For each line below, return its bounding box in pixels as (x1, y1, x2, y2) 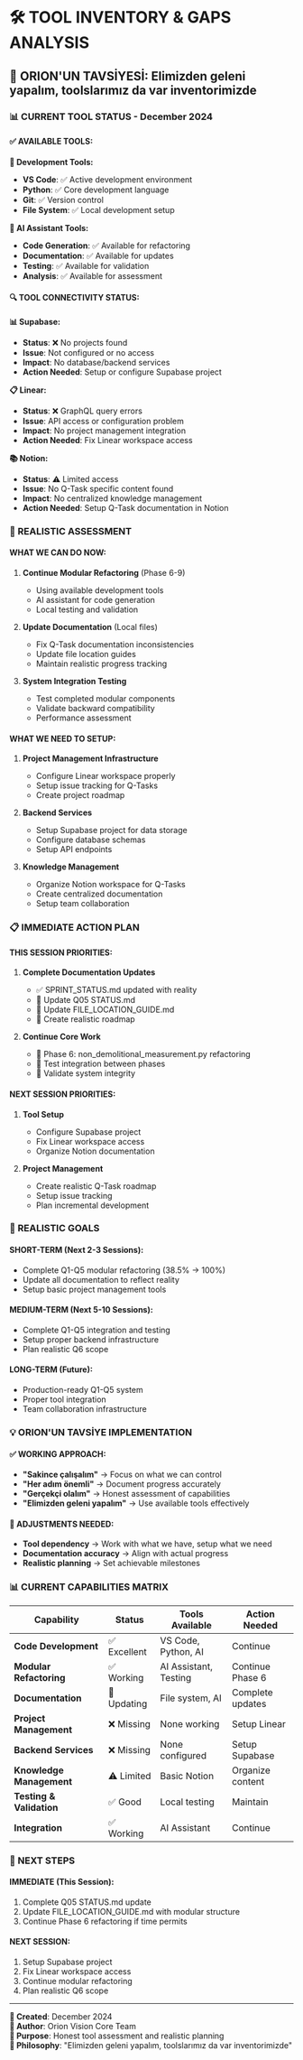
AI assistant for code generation (35, 595, 156, 606)
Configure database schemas (35, 834, 146, 845)
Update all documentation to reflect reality (22, 1274, 180, 1285)
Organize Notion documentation (35, 1146, 155, 1156)
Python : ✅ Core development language (22, 184, 170, 195)
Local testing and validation (35, 604, 139, 615)
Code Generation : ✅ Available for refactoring (22, 240, 191, 251)
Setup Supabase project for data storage (35, 825, 188, 836)
